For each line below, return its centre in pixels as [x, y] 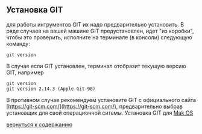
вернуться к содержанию [39, 124]
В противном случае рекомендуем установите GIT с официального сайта [101, 100]
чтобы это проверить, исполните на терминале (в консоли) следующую [99, 37]
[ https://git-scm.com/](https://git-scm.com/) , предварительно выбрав [94, 106]
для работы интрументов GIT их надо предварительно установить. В [95, 24]
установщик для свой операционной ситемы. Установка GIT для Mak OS [100, 113]
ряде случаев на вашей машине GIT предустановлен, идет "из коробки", [100, 31]
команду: [18, 43]
